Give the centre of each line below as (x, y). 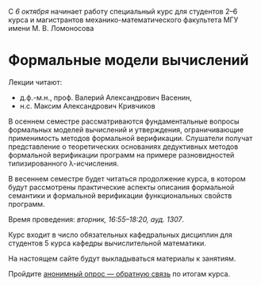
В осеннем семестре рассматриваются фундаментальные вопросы (124, 121)
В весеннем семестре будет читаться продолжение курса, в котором (127, 178)
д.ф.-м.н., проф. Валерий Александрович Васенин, (106, 97)
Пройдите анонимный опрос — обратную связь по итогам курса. (119, 273)
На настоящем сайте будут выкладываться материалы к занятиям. (122, 258)
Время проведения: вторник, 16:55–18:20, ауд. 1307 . (96, 219)
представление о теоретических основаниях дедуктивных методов (123, 147)
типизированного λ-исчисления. (63, 163)
